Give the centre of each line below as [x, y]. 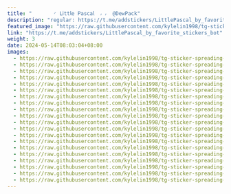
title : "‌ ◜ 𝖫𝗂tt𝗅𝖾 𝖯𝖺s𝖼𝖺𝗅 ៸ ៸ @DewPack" [74, 13]
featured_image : [30, 26]
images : [18, 52]
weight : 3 [21, 39]
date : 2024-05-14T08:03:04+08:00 [55, 45]
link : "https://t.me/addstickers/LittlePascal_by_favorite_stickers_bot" [115, 33]
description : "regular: [41, 20]
